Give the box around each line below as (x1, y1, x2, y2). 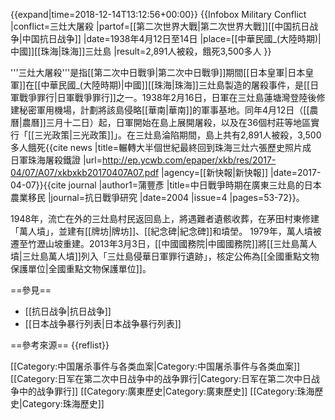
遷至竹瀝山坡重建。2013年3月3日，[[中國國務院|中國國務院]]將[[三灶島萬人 (10, 238, 318, 249)
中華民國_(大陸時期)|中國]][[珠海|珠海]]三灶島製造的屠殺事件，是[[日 (40, 79, 320, 91)
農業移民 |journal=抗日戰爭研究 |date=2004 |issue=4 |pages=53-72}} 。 (10, 192, 305, 203)
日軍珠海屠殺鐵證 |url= (10, 154, 103, 166)
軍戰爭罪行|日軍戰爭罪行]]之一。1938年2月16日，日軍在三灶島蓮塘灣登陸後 (10, 92, 317, 103)
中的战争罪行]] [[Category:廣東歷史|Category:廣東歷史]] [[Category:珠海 (18, 385, 315, 397)
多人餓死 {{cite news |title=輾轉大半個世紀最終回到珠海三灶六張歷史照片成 (10, 142, 312, 153)
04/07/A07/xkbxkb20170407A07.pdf (10, 167, 160, 178)
